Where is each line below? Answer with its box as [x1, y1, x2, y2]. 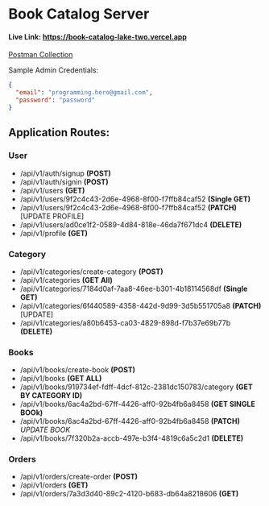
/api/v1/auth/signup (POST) [19, 168, 111, 178]
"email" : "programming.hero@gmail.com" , [15, 89, 153, 97]
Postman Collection [8, 50, 73, 60]
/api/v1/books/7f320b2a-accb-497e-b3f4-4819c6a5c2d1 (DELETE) [19, 433, 244, 443]
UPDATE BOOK [19, 425, 71, 435]
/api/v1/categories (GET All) [19, 275, 113, 284]
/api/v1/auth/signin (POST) [19, 176, 109, 186]
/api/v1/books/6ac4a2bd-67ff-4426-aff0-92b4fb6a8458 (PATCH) [19, 417, 240, 426]
